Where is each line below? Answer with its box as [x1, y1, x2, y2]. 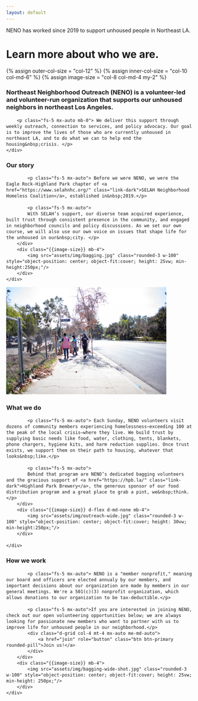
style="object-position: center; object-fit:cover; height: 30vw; [19, 519, 187, 525]
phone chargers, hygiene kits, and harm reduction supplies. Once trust [6, 442, 190, 447]
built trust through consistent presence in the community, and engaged [6, 217, 190, 223]
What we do [6, 403, 41, 412]
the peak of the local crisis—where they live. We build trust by [6, 430, 174, 436]
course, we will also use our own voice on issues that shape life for [6, 229, 187, 235]
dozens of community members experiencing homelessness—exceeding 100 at [6, 424, 193, 430]
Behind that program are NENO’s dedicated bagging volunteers [27, 471, 184, 477]
